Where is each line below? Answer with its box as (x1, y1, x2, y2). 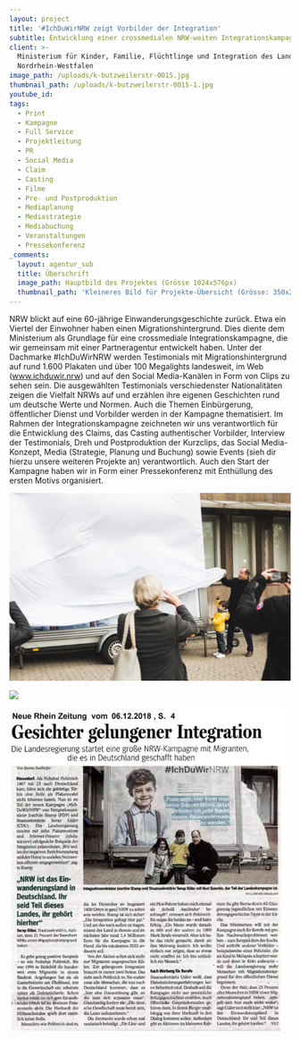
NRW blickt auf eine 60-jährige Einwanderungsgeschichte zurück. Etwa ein (9, 314, 287, 324)
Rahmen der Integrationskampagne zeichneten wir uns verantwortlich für (9, 419, 279, 428)
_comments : (9, 250, 50, 259)
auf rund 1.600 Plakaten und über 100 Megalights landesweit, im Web (9, 361, 264, 371)
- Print (17, 108, 46, 118)
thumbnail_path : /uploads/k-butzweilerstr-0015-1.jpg (9, 80, 214, 89)
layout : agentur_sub (17, 259, 94, 268)
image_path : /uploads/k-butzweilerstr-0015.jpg (9, 72, 190, 80)
